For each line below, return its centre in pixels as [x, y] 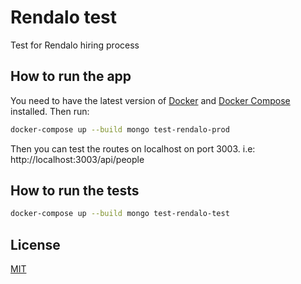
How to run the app [71, 76]
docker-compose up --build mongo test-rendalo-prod [120, 129]
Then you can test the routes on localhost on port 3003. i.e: [133, 148]
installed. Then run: [50, 111]
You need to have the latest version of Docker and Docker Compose [150, 100]
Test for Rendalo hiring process [75, 45]
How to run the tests [75, 191]
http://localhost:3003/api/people [77, 159]
